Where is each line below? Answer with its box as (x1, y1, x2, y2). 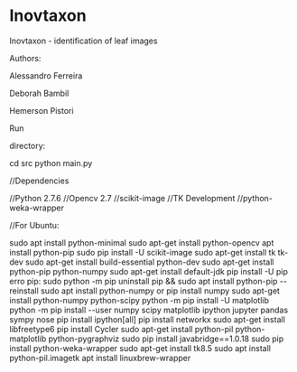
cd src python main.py (9, 157, 93, 168)
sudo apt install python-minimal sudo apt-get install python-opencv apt (9, 237, 274, 248)
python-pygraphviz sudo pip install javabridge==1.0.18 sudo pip (48, 333, 284, 344)
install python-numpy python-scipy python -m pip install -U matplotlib (9, 294, 269, 305)
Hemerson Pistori (9, 105, 74, 116)
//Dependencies (9, 175, 70, 186)
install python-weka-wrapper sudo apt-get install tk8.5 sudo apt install (9, 342, 271, 353)
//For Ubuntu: (9, 219, 60, 230)
